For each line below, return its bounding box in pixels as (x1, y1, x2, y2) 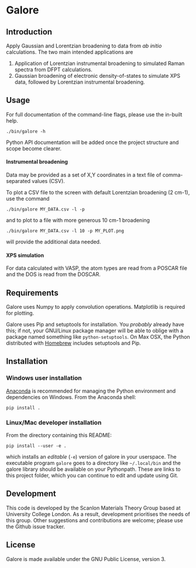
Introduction (6, 27, 53, 37)
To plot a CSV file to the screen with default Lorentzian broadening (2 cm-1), (6, 189, 190, 196)
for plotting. (6, 309, 35, 316)
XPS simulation (6, 252, 44, 259)
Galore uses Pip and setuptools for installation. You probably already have (6, 321, 184, 328)
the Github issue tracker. (6, 523, 66, 530)
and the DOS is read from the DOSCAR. (6, 271, 101, 278)
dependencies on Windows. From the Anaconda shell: (6, 393, 136, 401)
